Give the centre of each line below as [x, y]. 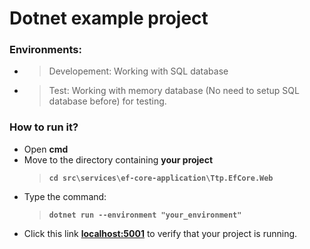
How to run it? [44, 127]
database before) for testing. [107, 101]
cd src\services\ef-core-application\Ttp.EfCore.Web [161, 178]
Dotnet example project [109, 18]
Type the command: [65, 196]
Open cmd [46, 149]
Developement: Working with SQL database [138, 71]
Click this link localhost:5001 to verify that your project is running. [160, 233]
